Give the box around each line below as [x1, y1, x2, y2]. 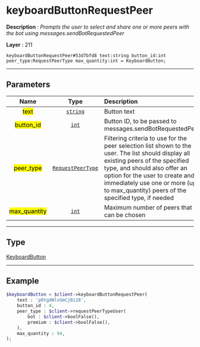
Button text [104, 107, 135, 115]
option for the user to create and [104, 171, 195, 179]
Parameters [6, 80, 51, 90]
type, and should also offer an [104, 164, 187, 172]
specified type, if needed [104, 193, 174, 202]
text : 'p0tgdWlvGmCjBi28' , [17, 297, 86, 304]
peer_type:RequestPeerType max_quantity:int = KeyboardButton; [6, 58, 167, 64]
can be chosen [104, 211, 146, 219]
